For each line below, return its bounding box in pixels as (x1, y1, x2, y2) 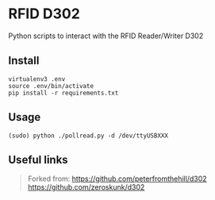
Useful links (8, 152, 69, 167)
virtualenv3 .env (8, 75, 66, 83)
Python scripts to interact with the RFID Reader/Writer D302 (8, 31, 204, 40)
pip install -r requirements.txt (8, 89, 119, 97)
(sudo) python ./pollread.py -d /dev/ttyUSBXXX (8, 132, 169, 140)
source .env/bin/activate (8, 82, 94, 90)
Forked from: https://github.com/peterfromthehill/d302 (27, 174, 208, 183)
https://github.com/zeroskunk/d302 (27, 183, 145, 192)
